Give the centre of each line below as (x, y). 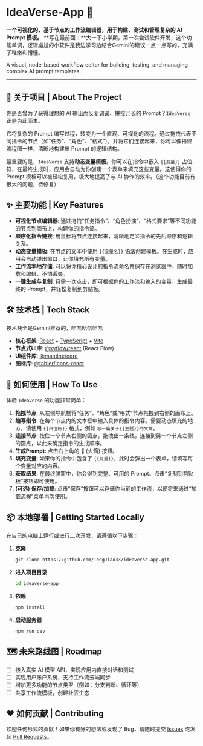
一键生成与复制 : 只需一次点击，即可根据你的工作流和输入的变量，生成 (101, 281)
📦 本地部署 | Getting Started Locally (75, 517)
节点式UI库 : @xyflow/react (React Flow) (65, 348)
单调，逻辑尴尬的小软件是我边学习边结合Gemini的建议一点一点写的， (97, 45)
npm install (30, 607)
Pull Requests (30, 737)
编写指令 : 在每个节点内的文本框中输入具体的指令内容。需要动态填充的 (101, 420)
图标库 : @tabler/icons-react (50, 364)
